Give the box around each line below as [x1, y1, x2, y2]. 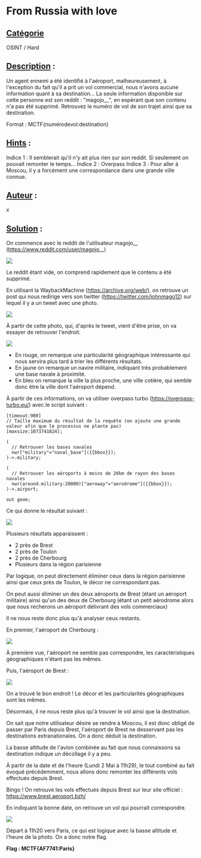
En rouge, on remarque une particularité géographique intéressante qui [14, 352, 190, 359]
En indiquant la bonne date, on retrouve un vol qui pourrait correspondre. [6, 804, 187, 811]
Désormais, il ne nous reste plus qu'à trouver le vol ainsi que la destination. [6, 708, 191, 715]
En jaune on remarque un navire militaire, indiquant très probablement [14, 364, 187, 371]
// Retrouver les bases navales [11, 445, 93, 451]
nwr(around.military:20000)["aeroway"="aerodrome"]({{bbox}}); [11, 481, 172, 487]
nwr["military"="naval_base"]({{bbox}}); [11, 449, 117, 456]
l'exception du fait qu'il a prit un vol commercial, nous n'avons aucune [6, 83, 179, 90]
